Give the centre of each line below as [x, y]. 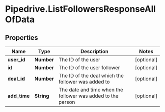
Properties [22, 38]
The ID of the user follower [89, 68]
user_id [16, 60]
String [42, 96]
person [67, 102]
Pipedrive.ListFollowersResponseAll [81, 9]
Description [95, 51]
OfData [20, 19]
